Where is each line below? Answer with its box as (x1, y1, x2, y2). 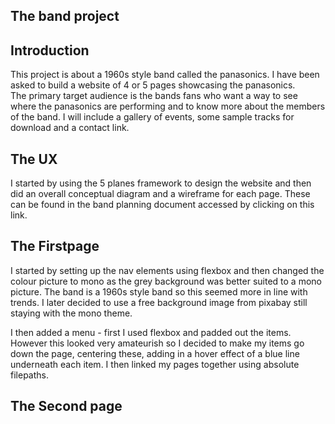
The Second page (10, 398, 123, 415)
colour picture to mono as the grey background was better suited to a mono (10, 275, 322, 287)
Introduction (10, 42, 90, 59)
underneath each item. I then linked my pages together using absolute (10, 358, 300, 370)
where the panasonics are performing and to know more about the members (10, 100, 326, 113)
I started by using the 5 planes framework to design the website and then (10, 177, 312, 189)
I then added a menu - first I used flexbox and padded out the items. (10, 326, 292, 338)
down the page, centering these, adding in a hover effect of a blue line (10, 347, 300, 359)
